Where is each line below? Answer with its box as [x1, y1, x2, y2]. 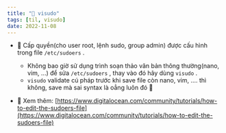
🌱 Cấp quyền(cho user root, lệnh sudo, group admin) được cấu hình [16, 42, 208, 50]
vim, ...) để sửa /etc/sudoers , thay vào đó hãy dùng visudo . [27, 69, 198, 77]
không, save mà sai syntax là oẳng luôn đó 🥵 [27, 83, 153, 92]
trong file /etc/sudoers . [16, 48, 85, 57]
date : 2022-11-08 [7, 23, 57, 29]
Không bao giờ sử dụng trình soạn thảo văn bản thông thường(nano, [27, 62, 220, 70]
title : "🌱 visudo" [7, 10, 60, 17]
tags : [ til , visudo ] [7, 16, 66, 23]
